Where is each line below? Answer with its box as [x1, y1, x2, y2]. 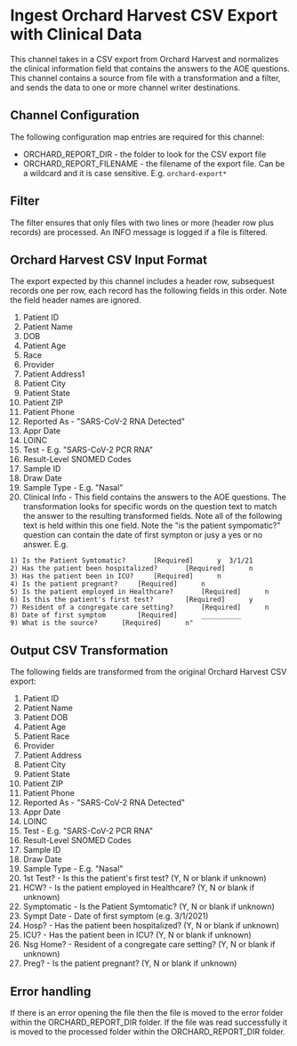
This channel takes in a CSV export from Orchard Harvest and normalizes [10, 53, 279, 64]
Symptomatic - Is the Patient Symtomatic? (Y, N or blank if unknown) [22, 901, 275, 912]
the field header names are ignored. [10, 295, 141, 305]
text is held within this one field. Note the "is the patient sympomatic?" [22, 520, 281, 531]
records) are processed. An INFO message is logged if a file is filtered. [10, 226, 269, 237]
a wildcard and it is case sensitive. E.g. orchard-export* [22, 167, 228, 178]
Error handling [10, 984, 92, 999]
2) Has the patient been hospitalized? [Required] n [10, 564, 253, 573]
